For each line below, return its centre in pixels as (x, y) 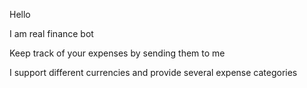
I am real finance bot (51, 33)
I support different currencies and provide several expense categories (153, 72)
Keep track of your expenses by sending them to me (117, 53)
